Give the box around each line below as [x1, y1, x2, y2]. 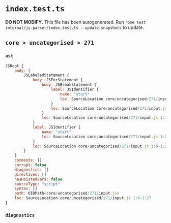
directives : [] [14, 172, 47, 177]
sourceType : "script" [14, 181, 60, 186]
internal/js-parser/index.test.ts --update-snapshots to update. [5, 24, 144, 30]
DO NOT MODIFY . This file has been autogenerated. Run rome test [5, 19, 146, 25]
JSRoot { [5, 63, 24, 69]
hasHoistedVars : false [14, 177, 63, 182]
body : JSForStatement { [32, 78, 83, 83]
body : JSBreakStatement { [41, 82, 97, 87]
